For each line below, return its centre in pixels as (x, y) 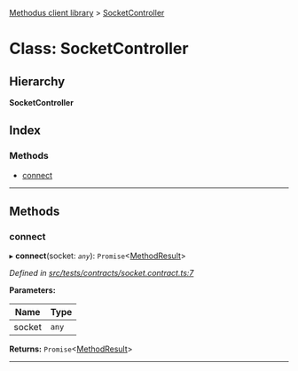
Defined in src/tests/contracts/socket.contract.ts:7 (102, 273)
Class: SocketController (99, 49)
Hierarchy (37, 81)
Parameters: (32, 290)
